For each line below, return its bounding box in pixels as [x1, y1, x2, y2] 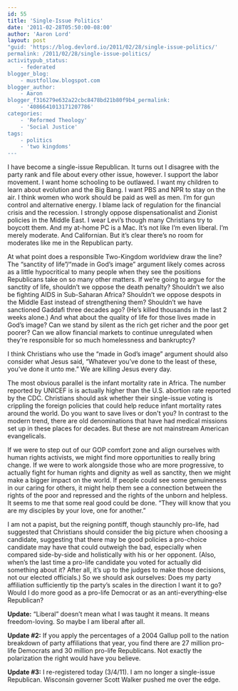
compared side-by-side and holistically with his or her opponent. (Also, [7, 550, 216, 559]
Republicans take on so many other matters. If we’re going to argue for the [7, 276, 226, 284]
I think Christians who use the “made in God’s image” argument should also [7, 350, 228, 358]
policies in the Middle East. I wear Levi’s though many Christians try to [7, 216, 213, 225]
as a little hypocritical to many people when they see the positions [7, 268, 202, 276]
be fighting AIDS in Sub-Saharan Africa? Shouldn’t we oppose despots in [7, 291, 222, 299]
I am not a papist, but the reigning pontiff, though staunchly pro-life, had [7, 520, 219, 529]
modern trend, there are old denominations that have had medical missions [7, 417, 228, 425]
